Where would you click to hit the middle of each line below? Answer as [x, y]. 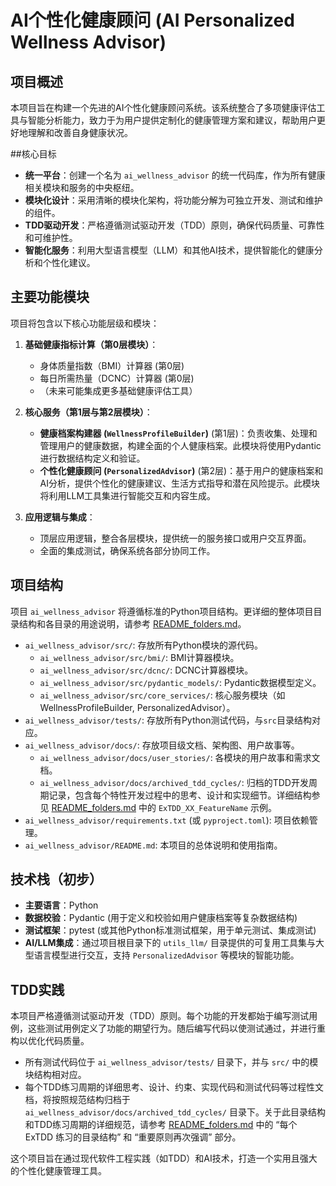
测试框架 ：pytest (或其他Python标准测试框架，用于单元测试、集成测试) [170, 930]
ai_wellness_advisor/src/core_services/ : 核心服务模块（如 [162, 695]
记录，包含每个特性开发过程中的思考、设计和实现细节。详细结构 [180, 795]
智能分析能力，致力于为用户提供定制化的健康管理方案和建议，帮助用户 [172, 120]
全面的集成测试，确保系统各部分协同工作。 [127, 550]
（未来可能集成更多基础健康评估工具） [118, 390]
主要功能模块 [50, 297]
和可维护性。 [51, 237]
